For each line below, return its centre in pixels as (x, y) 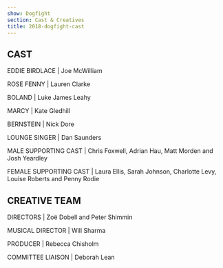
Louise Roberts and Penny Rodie (53, 179)
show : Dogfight (29, 13)
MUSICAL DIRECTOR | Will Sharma (56, 230)
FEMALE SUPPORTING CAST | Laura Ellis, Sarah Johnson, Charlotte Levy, (112, 172)
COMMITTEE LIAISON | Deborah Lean (61, 257)
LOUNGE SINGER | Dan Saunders (54, 138)
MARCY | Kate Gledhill (39, 111)
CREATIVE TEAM (44, 200)
